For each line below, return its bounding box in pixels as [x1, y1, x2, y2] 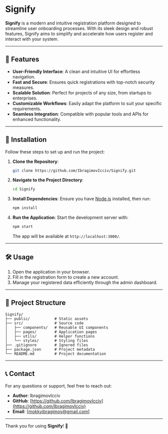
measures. [12, 84, 34, 90]
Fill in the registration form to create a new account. [12, 274, 119, 280]
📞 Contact [5, 369, 35, 378]
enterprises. [12, 95, 37, 101]
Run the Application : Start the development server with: [12, 214, 128, 220]
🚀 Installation [5, 135, 47, 144]
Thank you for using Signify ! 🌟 [5, 422, 68, 428]
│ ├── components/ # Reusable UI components [5, 325, 108, 330]
